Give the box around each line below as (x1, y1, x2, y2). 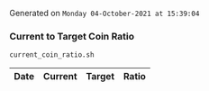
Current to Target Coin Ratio (9, 30, 135, 42)
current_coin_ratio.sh (9, 50, 95, 59)
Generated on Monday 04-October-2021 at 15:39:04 (9, 8, 200, 18)
